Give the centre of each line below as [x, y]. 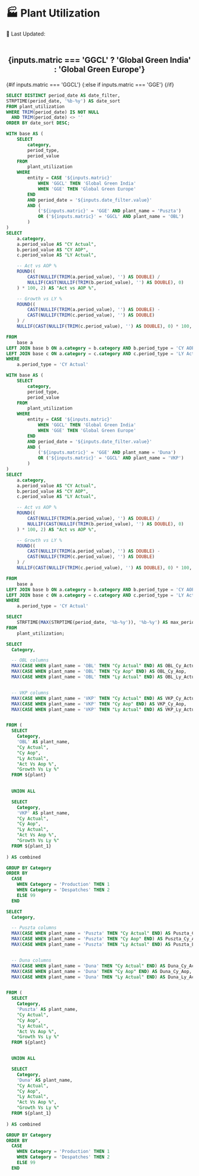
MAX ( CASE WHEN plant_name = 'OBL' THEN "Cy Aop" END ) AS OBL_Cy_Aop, [99, 671]
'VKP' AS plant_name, [43, 813]
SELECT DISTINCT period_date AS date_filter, [63, 95]
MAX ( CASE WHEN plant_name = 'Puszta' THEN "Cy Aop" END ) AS [87, 939]
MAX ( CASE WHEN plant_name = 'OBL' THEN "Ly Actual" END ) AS [87, 677]
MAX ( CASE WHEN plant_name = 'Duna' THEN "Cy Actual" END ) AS [89, 966]
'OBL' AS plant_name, [43, 742]
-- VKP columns [30, 693]
